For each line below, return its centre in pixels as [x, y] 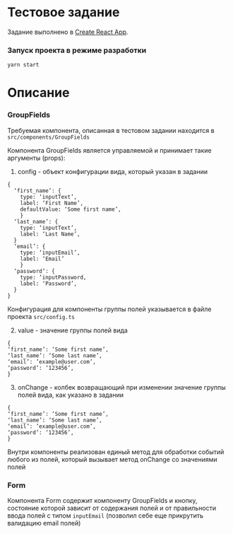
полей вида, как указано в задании [70, 395]
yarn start [23, 65]
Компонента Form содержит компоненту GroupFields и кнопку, [102, 501]
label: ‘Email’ [42, 259]
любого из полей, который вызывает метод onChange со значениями [112, 459]
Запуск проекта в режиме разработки [77, 50]
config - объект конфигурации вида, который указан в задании [113, 171]
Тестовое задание [64, 12]
